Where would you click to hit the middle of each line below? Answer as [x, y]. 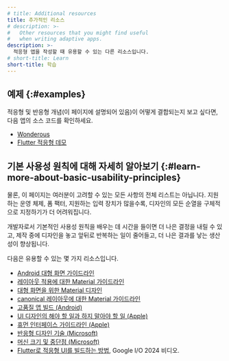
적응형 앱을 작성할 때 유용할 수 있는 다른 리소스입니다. [81, 52]
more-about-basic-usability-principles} [94, 177]
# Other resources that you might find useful [78, 33]
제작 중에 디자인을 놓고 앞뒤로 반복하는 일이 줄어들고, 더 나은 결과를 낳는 [112, 235]
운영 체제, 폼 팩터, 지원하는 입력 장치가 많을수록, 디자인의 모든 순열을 [111, 204]
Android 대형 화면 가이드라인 [56, 273]
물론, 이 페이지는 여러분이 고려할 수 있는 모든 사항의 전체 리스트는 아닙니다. [107, 195]
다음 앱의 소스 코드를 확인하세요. [50, 120]
